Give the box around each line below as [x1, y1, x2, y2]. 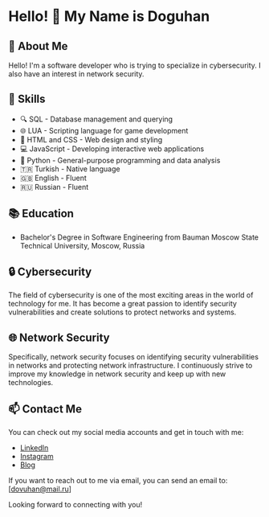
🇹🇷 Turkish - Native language [19, 164, 120, 174]
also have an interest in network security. [8, 69, 145, 79]
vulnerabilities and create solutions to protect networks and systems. [8, 307, 237, 317]
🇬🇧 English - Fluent [19, 173, 87, 183]
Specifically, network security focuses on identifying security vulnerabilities [8, 352, 259, 362]
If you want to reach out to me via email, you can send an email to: [8, 476, 228, 486]
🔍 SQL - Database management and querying [19, 114, 173, 124]
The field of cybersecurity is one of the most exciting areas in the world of [8, 290, 254, 300]
